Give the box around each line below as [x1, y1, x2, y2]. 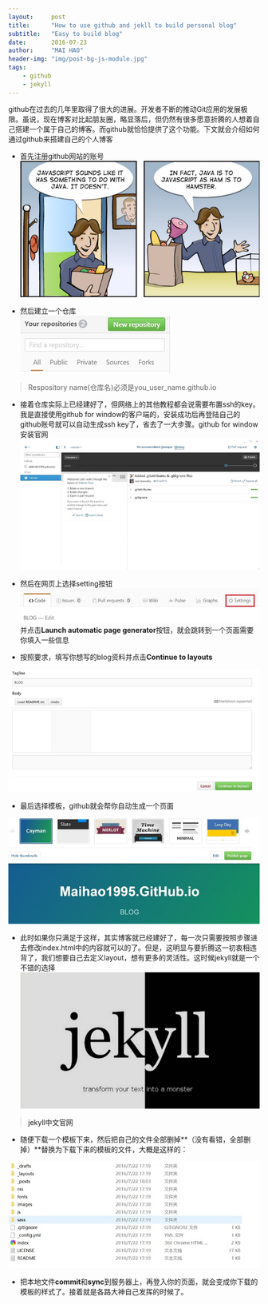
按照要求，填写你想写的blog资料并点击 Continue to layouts [19, 652, 213, 662]
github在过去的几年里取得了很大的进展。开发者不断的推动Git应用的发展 [8, 104, 242, 113]
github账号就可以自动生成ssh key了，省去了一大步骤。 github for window [19, 419, 258, 429]
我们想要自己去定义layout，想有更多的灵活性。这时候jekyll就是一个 [41, 953, 260, 963]
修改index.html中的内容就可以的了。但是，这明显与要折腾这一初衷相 [26, 943, 250, 952]
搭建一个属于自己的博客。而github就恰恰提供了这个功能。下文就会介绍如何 [14, 124, 260, 133]
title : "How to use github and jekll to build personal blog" [8, 21, 238, 30]
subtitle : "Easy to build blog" [8, 30, 124, 38]
